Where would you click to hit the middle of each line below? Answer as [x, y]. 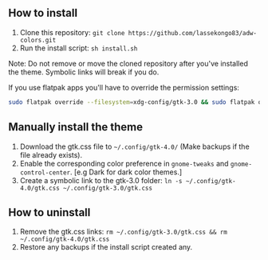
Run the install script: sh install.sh [79, 48]
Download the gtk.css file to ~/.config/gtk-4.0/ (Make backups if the [134, 146]
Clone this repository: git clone [72, 32]
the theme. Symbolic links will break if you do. [84, 72]
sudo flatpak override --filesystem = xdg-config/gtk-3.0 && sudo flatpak [132, 102]
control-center [45, 172]
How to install [43, 13]
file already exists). [51, 154]
